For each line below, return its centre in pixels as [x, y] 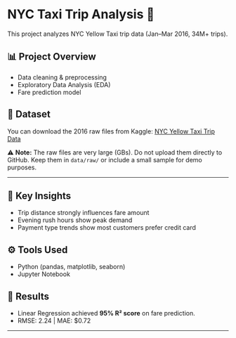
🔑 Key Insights [39, 196]
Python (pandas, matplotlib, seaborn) [71, 267]
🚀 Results [28, 296]
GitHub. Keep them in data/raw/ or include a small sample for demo [105, 160]
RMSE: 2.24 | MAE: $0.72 [54, 320]
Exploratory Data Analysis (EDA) [64, 84]
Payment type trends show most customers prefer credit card [107, 228]
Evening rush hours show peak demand [75, 220]
